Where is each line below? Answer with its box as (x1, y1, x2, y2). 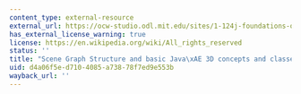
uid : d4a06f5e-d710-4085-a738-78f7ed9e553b (9, 64, 175, 73)
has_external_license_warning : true (9, 30, 146, 38)
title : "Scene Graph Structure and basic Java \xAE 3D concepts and (9, 55, 267, 64)
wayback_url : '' (9, 72, 70, 81)
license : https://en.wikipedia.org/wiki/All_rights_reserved (9, 38, 243, 47)
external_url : (9, 21, 63, 30)
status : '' (9, 47, 50, 56)
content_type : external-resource (9, 13, 134, 22)
